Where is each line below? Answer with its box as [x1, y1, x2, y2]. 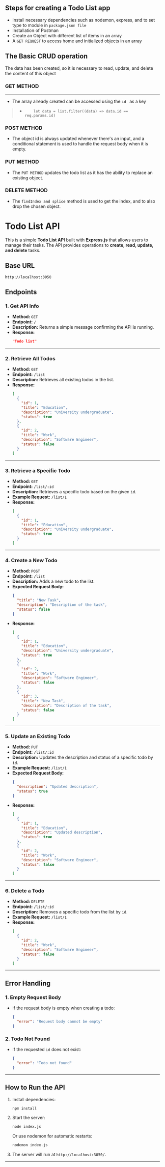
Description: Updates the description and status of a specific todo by [12, 754, 153, 761]
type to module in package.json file [12, 22, 87, 28]
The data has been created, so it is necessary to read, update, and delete [5, 65, 154, 71]
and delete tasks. [5, 247, 41, 253]
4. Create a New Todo [5, 557, 57, 564]
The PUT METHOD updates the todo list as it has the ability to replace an [12, 170, 153, 175]
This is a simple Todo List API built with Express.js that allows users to [5, 237, 148, 243]
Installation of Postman [12, 27, 59, 33]
